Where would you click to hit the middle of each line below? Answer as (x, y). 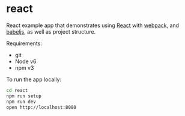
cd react (17, 90)
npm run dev (21, 102)
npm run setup (24, 96)
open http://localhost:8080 (41, 107)
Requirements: (24, 43)
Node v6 (26, 61)
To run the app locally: (34, 79)
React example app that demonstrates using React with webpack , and (92, 25)
